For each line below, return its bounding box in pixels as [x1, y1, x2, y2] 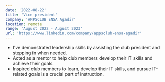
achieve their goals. [12, 61, 54, 66]
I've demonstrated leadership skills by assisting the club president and [12, 45, 160, 50]
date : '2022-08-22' [5, 7, 47, 13]
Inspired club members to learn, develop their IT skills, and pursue [12, 66, 151, 72]
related [12, 71, 28, 77]
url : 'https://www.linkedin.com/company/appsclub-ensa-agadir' [5, 31, 142, 36]
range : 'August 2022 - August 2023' [5, 26, 83, 31]
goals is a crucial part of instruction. [28, 71, 104, 77]
